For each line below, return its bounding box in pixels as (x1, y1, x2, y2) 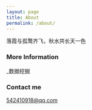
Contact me (6, 83, 42, 91)
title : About (6, 15, 39, 21)
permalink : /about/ (6, 20, 56, 26)
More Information (6, 53, 59, 61)
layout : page (6, 8, 39, 15)
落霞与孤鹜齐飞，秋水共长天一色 (6, 37, 86, 45)
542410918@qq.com (6, 96, 58, 103)
